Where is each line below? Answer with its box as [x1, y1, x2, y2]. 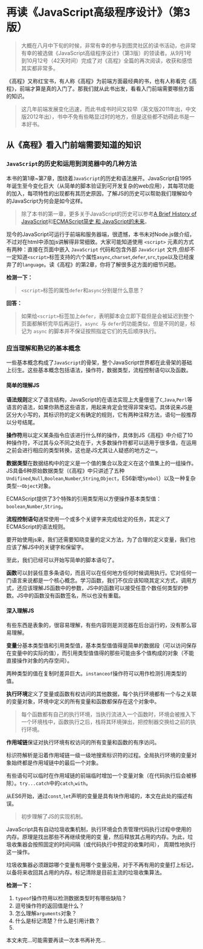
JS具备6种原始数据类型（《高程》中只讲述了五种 [6, 467, 125, 475]
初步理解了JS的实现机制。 [21, 813, 86, 820]
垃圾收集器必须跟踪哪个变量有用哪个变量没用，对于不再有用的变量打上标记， [6, 861, 197, 869]
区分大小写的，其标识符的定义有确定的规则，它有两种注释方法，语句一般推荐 [6, 411, 197, 418]
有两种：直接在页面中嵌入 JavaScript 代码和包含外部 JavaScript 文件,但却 [6, 246, 190, 253]
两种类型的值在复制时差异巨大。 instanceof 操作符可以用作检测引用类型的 [6, 670, 187, 677]
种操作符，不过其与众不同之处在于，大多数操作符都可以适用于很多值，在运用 [6, 439, 197, 447]
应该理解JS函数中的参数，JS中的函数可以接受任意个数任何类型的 [22, 585, 183, 592]
